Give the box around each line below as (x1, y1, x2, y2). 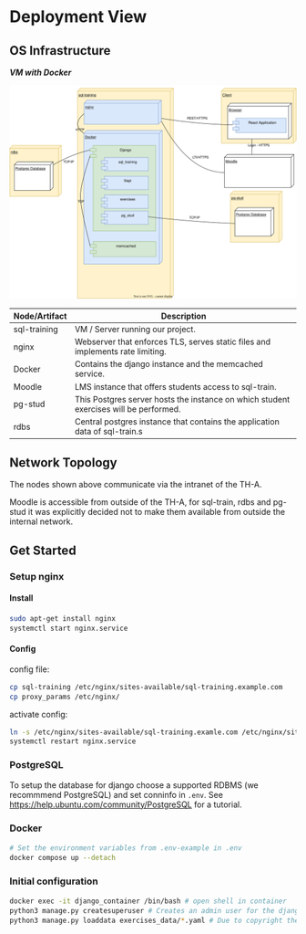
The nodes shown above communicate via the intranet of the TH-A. (9, 479, 262, 490)
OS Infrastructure (9, 43, 111, 58)
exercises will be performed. (74, 404, 181, 415)
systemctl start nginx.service (9, 624, 128, 633)
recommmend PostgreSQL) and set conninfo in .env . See (9, 789, 223, 800)
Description (160, 310, 207, 321)
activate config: (9, 708, 68, 719)
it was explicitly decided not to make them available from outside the (27, 507, 285, 518)
